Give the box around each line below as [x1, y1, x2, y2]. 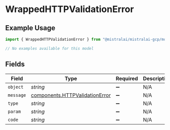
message [8, 92, 26, 98]
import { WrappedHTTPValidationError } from [5, 37, 101, 42]
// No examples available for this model [5, 46, 94, 51]
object [8, 84, 24, 90]
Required [115, 75, 138, 82]
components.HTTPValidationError [31, 92, 111, 99]
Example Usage [5, 24, 56, 32]
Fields [5, 60, 25, 69]
